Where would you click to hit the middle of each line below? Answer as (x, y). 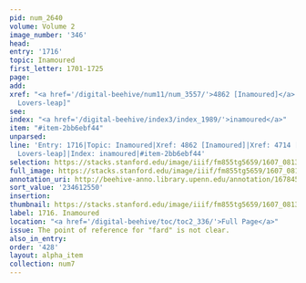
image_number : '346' (49, 35)
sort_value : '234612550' (56, 188)
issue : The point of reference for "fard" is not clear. (120, 230)
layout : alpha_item (46, 256)
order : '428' (34, 247)
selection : (30, 162)
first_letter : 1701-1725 (56, 69)
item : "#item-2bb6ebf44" (56, 129)
